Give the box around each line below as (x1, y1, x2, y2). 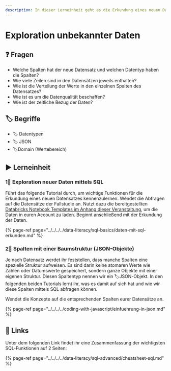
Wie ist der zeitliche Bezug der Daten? (12, 99, 93, 105)
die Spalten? (12, 72, 39, 78)
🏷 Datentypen (12, 131, 44, 137)
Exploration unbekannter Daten (5, 29, 140, 41)
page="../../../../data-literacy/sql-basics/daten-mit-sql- (32, 227, 146, 233)
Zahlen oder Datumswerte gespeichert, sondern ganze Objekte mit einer (5, 268, 157, 274)
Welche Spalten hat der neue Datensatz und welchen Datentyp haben (12, 66, 159, 73)
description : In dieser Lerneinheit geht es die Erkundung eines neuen (5, 7, 160, 13)
